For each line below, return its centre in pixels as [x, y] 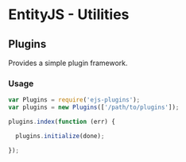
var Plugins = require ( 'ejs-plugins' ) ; [74, 100]
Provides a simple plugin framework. [68, 63]
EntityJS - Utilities [69, 15]
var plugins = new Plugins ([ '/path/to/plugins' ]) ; [94, 108]
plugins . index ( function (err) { [62, 122]
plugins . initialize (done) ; [60, 136]
